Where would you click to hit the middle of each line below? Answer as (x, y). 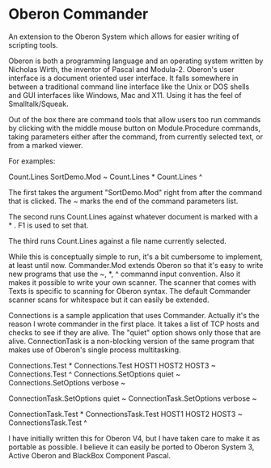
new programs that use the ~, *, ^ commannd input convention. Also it (125, 274)
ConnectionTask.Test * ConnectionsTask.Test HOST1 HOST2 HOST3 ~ (125, 414)
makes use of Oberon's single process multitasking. (95, 350)
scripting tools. (33, 45)
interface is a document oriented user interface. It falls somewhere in (123, 78)
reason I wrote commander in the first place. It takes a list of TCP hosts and (134, 324)
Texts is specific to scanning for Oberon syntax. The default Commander (129, 291)
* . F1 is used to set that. (49, 225)
